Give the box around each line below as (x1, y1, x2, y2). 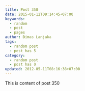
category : (5, 53, 26, 58)
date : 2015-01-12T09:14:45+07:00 (5, 12, 74, 17)
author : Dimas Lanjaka (5, 35, 52, 40)
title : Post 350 (5, 7, 38, 12)
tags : (5, 39, 16, 44)
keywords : (5, 16, 26, 21)
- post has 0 (9, 62, 36, 67)
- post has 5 (9, 48, 36, 53)
